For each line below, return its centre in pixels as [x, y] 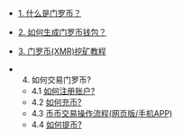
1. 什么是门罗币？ [50, 13]
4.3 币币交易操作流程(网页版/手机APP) [102, 113]
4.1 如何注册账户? [63, 91]
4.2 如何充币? [56, 102]
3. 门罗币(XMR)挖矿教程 [62, 51]
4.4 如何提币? [57, 125]
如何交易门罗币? [61, 80]
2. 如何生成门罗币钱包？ [62, 32]
